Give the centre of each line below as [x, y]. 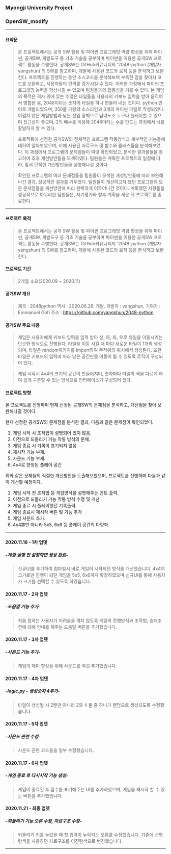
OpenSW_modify [27, 21]
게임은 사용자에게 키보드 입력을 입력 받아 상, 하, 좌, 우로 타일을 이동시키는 [90, 338]
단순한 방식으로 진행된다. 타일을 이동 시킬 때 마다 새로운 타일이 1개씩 [85, 344]
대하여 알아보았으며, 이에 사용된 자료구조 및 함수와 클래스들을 [78, 146]
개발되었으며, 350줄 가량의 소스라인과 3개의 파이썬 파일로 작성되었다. [96, 109]
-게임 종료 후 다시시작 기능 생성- [37, 775]
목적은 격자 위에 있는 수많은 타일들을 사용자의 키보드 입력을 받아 [86, 96]
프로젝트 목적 [18, 219]
